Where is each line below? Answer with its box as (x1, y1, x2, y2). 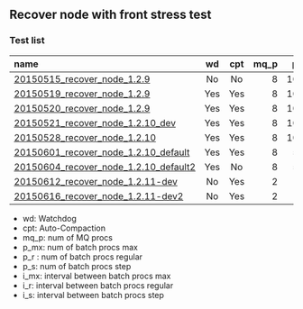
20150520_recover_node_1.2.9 (14, 102, 151, 114)
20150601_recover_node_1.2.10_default (14, 146, 190, 159)
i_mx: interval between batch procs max (22, 270, 171, 281)
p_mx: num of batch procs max (22, 241, 138, 252)
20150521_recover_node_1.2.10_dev (14, 116, 176, 129)
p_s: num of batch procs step (22, 260, 132, 271)
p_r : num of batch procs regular (22, 251, 142, 262)
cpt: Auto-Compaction (22, 223, 106, 233)
